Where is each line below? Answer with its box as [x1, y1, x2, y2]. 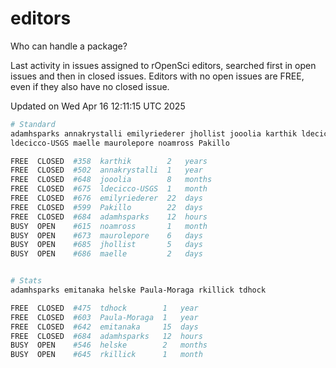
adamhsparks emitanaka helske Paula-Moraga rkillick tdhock [10, 285, 267, 296]
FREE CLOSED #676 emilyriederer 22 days [10, 193, 203, 204]
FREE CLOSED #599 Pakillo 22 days [10, 202, 203, 212]
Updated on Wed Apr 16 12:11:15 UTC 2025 [10, 100, 186, 112]
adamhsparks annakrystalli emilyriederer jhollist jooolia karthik [10, 128, 298, 139]
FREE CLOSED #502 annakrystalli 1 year [10, 165, 203, 176]
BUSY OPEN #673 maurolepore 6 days [10, 230, 203, 241]
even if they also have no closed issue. [10, 80, 170, 92]
